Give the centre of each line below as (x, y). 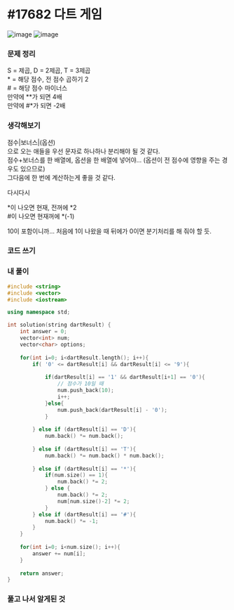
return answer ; (42, 573)
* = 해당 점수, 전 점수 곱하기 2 (48, 79)
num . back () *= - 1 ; (71, 521)
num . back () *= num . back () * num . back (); (104, 455)
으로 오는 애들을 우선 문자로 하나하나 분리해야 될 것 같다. (84, 151)
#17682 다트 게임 (55, 14)
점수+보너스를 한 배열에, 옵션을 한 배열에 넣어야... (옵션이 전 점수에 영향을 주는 (114, 160)
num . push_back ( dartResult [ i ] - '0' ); (112, 410)
